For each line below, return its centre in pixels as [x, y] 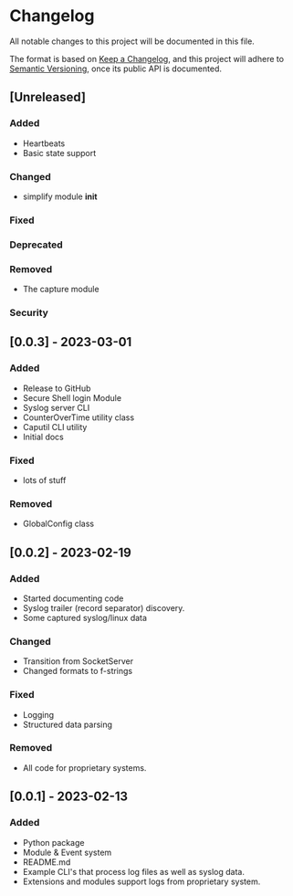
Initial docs [43, 437]
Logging [38, 714]
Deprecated [37, 245]
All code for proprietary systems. [84, 767]
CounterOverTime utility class [78, 417]
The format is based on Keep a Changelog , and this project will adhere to [147, 58]
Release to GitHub [57, 388]
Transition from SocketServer [78, 661]
